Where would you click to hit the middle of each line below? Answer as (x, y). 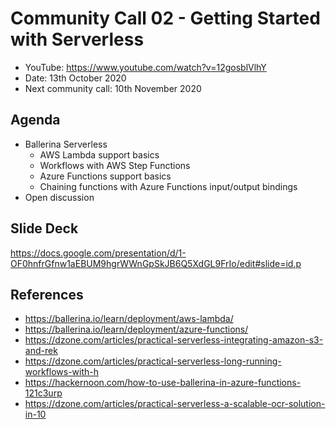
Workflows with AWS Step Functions (115, 165)
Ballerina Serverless (66, 144)
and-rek (41, 351)
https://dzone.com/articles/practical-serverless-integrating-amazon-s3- (174, 340)
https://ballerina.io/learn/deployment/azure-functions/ (136, 329)
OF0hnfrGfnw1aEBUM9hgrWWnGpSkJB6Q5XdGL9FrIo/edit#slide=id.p (156, 263)
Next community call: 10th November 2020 (113, 88)
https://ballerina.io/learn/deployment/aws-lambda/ (129, 319)
